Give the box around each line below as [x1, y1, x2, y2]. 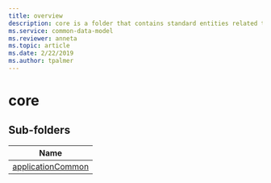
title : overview [8, 11, 63, 20]
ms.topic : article [8, 42, 70, 50]
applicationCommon [12, 160, 90, 172]
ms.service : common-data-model [8, 27, 114, 35]
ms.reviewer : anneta [8, 34, 78, 43]
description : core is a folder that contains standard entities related [8, 19, 258, 27]
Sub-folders [8, 123, 71, 137]
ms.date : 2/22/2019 [8, 49, 74, 57]
